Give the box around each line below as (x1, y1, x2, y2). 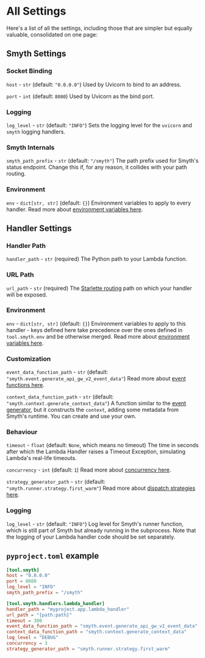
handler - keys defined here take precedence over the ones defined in (6, 326, 183, 333)
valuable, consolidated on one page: (6, 30, 98, 38)
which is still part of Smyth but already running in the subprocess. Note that (6, 526, 196, 534)
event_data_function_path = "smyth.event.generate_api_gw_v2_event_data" (6, 623, 198, 629)
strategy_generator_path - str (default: (6, 478, 106, 486)
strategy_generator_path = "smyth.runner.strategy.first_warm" (6, 646, 171, 652)
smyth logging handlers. (6, 128, 66, 135)
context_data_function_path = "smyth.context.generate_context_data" (6, 629, 187, 635)
